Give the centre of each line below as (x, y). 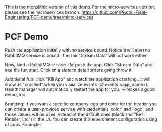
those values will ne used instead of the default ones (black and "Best (75, 114)
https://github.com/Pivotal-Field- (114, 12)
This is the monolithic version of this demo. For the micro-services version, (80, 7)
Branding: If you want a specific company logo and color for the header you (81, 104)
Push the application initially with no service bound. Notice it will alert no (78, 50)
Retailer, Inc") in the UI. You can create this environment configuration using (81, 119)
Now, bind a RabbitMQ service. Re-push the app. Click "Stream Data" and (79, 64)
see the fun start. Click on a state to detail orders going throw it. (69, 70)
